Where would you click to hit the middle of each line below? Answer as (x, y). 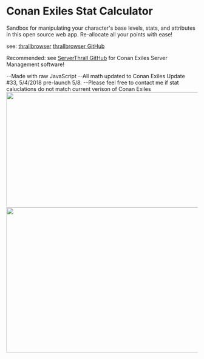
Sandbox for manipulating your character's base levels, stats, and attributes (101, 28)
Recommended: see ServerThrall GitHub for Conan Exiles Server (87, 58)
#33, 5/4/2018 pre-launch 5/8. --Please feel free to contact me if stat (93, 82)
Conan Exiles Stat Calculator (80, 11)
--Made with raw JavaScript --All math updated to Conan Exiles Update (96, 76)
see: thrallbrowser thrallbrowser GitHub (56, 46)
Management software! (36, 64)
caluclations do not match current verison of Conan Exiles (79, 89)
